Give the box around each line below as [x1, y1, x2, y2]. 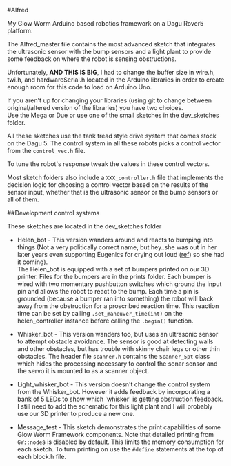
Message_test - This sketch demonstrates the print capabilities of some [17, 423, 221, 431]
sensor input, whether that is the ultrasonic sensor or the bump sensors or [7, 188, 219, 196]
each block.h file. [17, 453, 67, 460]
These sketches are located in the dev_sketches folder [7, 222, 162, 231]
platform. [7, 27, 33, 35]
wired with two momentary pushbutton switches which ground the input [17, 280, 222, 288]
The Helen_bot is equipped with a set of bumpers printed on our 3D [17, 265, 210, 273]
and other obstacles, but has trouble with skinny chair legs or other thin [17, 345, 221, 352]
